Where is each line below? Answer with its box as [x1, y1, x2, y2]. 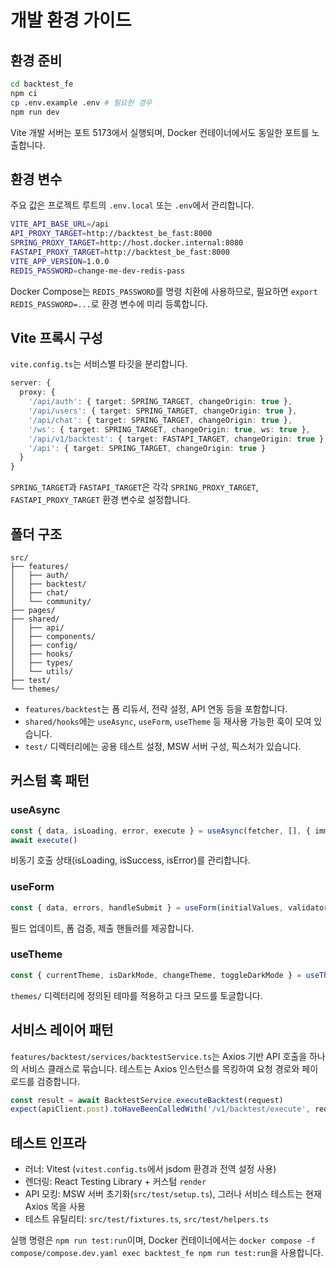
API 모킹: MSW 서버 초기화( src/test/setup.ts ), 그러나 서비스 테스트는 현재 [24, 1188, 322, 1200]
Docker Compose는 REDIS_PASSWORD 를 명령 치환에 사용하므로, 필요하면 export [10, 285, 318, 297]
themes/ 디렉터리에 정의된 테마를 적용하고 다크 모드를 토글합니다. [10, 989, 263, 1001]
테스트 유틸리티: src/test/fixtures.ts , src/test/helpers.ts [24, 1213, 270, 1225]
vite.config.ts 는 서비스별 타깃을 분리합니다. [10, 358, 188, 370]
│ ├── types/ [10, 657, 74, 668]
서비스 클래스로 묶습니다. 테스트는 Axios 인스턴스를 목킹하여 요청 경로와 [20, 1062, 300, 1075]
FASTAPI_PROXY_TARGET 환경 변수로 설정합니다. [10, 494, 191, 506]
